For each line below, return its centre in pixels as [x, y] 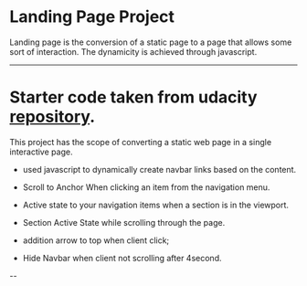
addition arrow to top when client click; [96, 240]
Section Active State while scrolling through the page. [124, 222]
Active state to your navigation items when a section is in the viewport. [156, 205]
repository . [53, 117]
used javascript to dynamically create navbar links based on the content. [159, 169]
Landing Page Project [92, 17]
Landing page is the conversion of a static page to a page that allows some [151, 42]
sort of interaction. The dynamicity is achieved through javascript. [133, 51]
